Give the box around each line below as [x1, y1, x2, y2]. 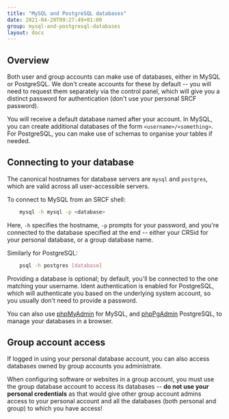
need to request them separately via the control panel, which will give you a [7, 87, 220, 96]
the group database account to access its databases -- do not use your [7, 383, 209, 391]
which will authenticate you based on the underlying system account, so [7, 289, 211, 297]
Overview [7, 54, 50, 66]
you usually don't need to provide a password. [7, 296, 138, 305]
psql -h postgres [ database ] [19, 262, 103, 269]
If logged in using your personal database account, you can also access [7, 355, 210, 363]
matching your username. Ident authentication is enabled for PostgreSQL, [7, 281, 215, 290]
